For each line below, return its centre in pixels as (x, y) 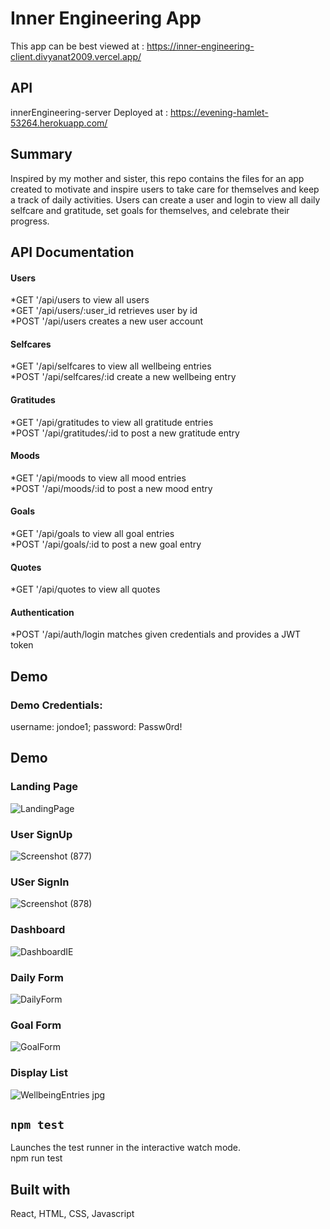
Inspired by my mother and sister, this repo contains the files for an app (157, 178)
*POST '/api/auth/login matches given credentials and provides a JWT (156, 634)
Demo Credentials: (56, 705)
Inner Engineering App (106, 18)
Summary (41, 154)
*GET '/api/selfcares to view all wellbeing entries (111, 366)
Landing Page (44, 787)
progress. (30, 221)
